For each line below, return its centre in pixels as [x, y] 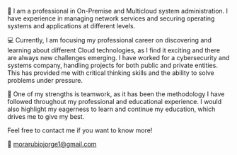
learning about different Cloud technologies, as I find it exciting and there [114, 50]
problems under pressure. [45, 80]
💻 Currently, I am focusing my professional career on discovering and [110, 40]
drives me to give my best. [46, 116]
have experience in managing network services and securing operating [111, 18]
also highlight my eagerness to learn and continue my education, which [111, 109]
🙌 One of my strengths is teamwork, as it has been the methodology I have [116, 94]
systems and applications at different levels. [71, 26]
